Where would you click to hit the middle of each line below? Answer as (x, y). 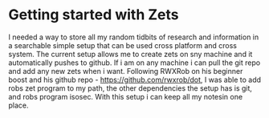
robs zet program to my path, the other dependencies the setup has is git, (130, 88)
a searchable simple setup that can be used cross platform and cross (122, 45)
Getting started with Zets (94, 15)
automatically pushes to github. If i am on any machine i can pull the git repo (134, 63)
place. (19, 105)
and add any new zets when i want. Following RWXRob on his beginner (126, 71)
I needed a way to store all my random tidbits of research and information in (134, 37)
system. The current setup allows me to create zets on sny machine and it (130, 54)
